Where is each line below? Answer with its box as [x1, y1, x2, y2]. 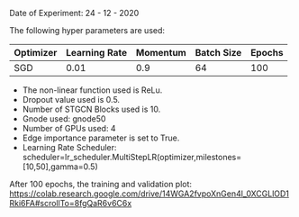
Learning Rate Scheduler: [22, 142, 117, 152]
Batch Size [195, 47, 242, 59]
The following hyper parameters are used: [9, 25, 165, 35]
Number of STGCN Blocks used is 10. [22, 104, 161, 114]
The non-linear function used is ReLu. [22, 85, 163, 95]
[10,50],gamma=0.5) [22, 161, 99, 172]
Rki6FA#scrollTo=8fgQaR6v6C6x [9, 198, 132, 208]
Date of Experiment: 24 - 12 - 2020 [9, 8, 140, 18]
